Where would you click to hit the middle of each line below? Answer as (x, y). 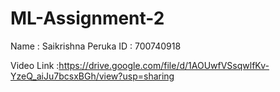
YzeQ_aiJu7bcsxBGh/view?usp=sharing (92, 76)
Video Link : (35, 65)
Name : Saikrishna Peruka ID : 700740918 (96, 46)
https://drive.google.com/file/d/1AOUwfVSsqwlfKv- (164, 65)
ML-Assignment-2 (87, 18)
